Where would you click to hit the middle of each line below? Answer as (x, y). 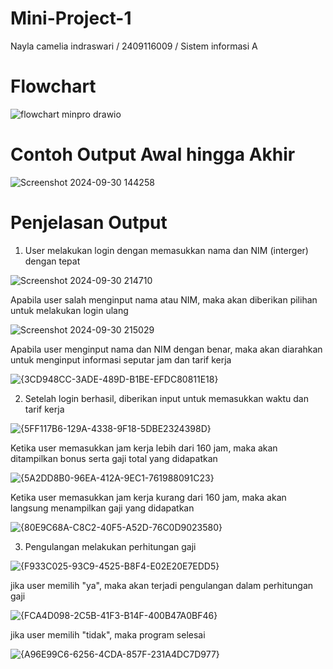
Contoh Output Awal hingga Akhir (153, 154)
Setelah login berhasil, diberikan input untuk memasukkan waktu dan (166, 398)
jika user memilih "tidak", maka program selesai (108, 634)
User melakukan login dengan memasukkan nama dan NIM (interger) (166, 250)
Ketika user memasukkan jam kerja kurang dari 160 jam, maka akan (148, 497)
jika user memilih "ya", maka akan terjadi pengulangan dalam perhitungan (162, 585)
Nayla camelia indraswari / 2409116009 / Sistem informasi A (134, 46)
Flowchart (53, 86)
